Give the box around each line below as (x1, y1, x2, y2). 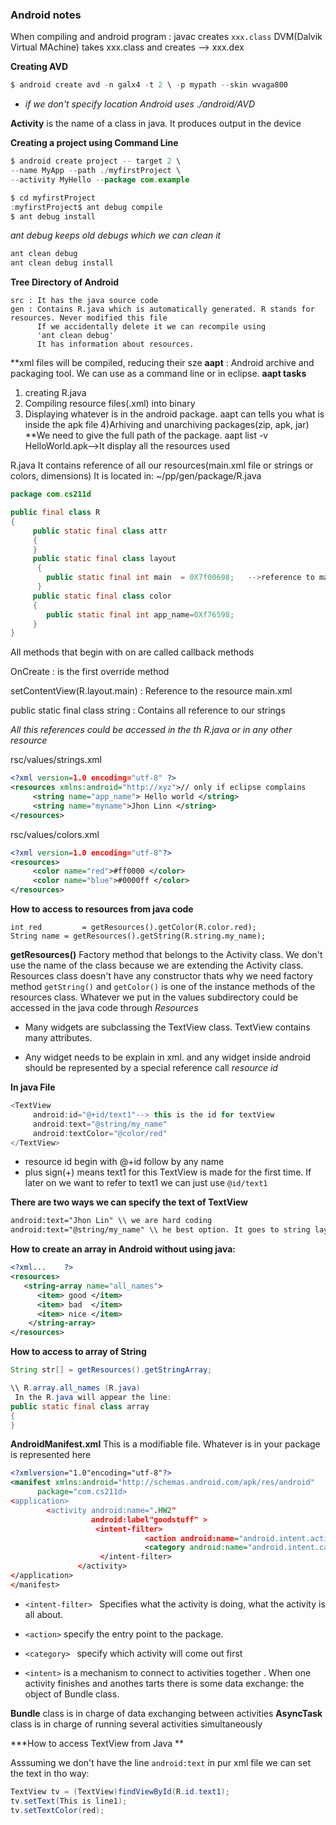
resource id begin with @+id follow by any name (24, 1156, 225, 1168)
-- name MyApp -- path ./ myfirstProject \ (10, 166, 182, 176)
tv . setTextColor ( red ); (10, 1805, 105, 1815)
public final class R (10, 508, 101, 518)
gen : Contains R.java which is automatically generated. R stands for (10, 304, 315, 315)
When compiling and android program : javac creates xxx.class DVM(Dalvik (10, 31, 323, 43)
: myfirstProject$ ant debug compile (10, 202, 163, 212)
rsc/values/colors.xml (10, 828, 100, 840)
